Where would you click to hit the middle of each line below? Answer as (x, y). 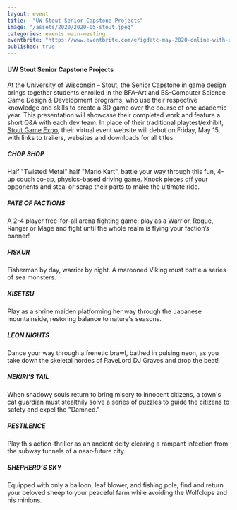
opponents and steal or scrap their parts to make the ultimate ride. (103, 187)
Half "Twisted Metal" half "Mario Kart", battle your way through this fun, (111, 172)
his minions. (25, 500)
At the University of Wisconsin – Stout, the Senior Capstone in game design (117, 85)
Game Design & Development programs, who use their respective (102, 100)
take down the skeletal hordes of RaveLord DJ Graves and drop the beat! (113, 361)
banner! (19, 236)
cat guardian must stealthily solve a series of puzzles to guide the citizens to (119, 402)
